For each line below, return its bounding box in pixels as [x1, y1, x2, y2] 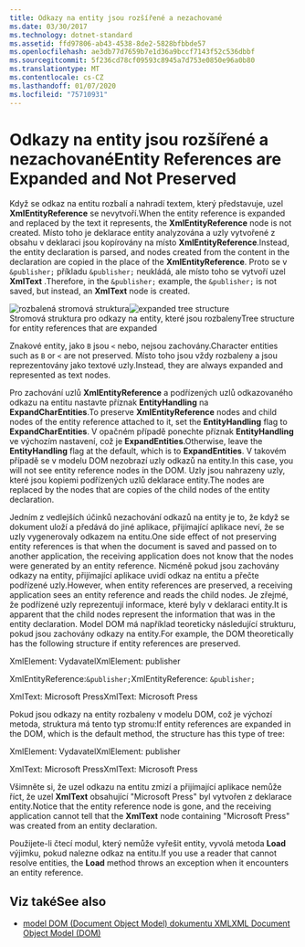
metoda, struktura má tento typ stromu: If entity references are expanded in [9, 718, 292, 729]
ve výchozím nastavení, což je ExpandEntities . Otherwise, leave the [9, 436, 263, 447]
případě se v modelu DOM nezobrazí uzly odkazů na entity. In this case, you [9, 455, 294, 466]
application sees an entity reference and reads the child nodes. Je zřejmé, [9, 590, 289, 601]
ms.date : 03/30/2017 [9, 22, 89, 31]
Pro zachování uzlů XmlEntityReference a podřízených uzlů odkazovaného [9, 388, 294, 399]
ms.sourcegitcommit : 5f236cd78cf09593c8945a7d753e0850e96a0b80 [9, 56, 256, 65]
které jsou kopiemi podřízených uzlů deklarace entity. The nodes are [9, 474, 265, 485]
